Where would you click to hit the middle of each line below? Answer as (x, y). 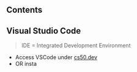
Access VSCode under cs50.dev (56, 57)
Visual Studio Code (44, 31)
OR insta (26, 64)
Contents (24, 10)
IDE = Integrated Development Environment (76, 46)
